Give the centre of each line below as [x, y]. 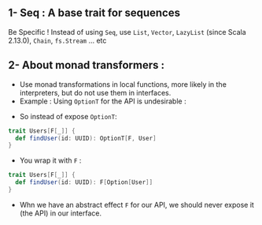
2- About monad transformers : [87, 65]
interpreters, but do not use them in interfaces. [95, 92]
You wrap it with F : [50, 160]
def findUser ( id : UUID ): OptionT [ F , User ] [86, 138]
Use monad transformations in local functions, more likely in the [123, 84]
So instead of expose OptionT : [68, 116]
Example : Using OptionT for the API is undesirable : [103, 101]
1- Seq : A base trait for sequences [94, 13]
